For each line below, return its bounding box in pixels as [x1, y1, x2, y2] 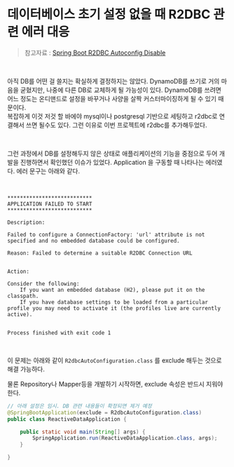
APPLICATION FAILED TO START [7, 201, 92, 208]
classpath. [7, 292, 39, 299]
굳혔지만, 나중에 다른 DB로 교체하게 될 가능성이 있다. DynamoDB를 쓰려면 [20, 86, 222, 94]
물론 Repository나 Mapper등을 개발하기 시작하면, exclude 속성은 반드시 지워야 [7, 379, 223, 388]
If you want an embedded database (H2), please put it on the [20, 286, 205, 293]
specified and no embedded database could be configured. [7, 237, 180, 244]
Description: [7, 219, 46, 226]
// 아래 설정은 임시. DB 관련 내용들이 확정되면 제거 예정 [7, 402, 152, 410]
